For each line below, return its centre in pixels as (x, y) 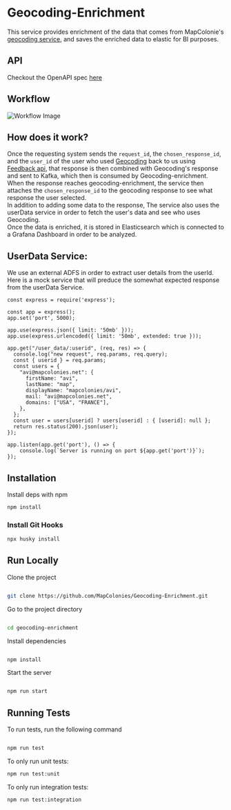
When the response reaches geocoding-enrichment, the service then (106, 183)
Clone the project (32, 577)
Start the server (29, 673)
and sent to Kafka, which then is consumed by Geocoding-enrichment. (108, 176)
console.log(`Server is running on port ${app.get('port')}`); (112, 451)
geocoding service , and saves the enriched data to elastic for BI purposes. (113, 39)
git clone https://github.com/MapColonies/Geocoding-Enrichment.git (108, 596)
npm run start (28, 691)
